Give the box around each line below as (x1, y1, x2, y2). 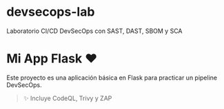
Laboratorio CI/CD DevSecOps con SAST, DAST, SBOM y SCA (6, 27, 183, 35)
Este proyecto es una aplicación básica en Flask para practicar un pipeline (6, 73, 218, 82)
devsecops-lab (6, 4, 95, 20)
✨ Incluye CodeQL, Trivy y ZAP (23, 94, 112, 102)
